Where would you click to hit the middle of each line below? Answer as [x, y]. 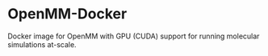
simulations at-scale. [42, 44]
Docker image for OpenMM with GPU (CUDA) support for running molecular [134, 36]
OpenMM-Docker [67, 14]
